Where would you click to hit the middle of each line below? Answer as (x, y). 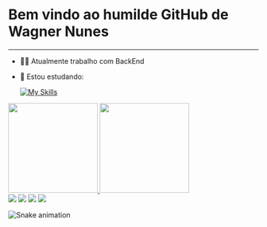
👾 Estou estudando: (52, 76)
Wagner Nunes (59, 31)
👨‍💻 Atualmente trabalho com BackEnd (82, 61)
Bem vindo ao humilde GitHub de (118, 15)
